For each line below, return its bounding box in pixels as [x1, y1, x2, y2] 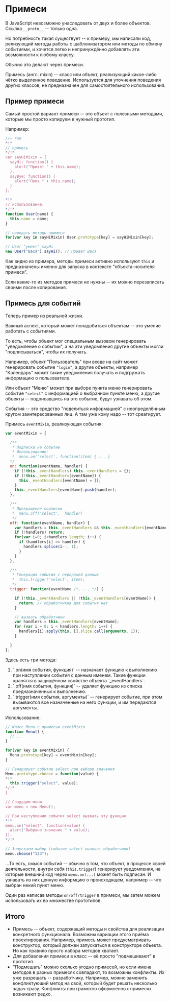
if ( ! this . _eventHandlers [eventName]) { [14, 473, 101, 478]
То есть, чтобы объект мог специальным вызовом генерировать [5, 338, 147, 344]
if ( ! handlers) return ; [14, 530, 65, 535]
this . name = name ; [10, 216, 49, 221]
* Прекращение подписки [12, 506, 63, 511]
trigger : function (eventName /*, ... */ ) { [10, 587, 103, 592]
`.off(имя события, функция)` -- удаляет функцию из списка [12, 683, 142, 689]
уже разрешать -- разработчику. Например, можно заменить [12, 974, 148, 981]
